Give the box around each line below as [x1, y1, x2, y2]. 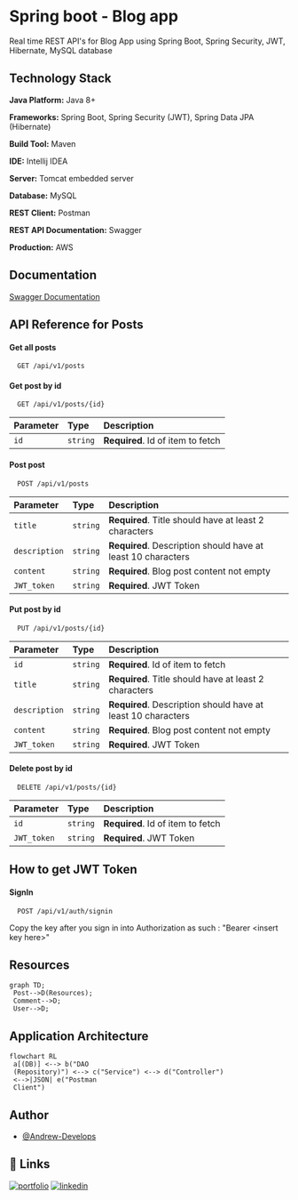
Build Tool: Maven [9, 138, 76, 149]
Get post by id [9, 380, 62, 391]
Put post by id [9, 604, 61, 615]
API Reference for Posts [9, 317, 144, 332]
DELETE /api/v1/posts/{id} [17, 783, 117, 792]
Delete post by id [9, 763, 73, 774]
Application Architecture [9, 1028, 149, 1043]
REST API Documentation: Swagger [9, 224, 142, 235]
